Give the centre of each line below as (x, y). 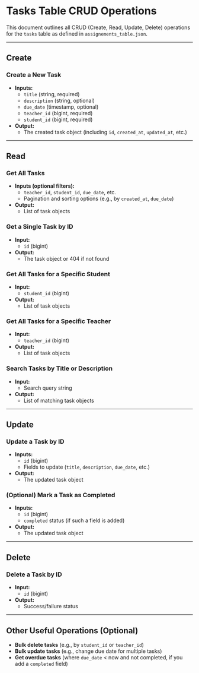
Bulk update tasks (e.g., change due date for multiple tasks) (88, 651)
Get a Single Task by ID (40, 227)
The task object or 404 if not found (66, 258)
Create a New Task (34, 75)
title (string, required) (52, 94)
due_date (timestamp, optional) (61, 107)
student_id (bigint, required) (58, 119)
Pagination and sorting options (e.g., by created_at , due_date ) (99, 199)
